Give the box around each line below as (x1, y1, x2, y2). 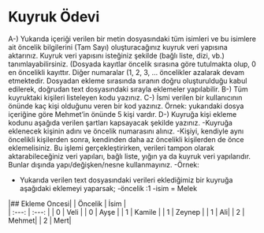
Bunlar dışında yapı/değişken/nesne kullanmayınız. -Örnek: (8, 160, 199, 169)
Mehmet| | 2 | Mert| (8, 216, 72, 225)
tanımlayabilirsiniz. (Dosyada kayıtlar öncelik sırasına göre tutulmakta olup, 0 (8, 59, 256, 69)
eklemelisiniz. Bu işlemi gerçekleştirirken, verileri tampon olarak (8, 143, 214, 152)
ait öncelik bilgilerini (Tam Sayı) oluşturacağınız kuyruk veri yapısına (8, 42, 229, 51)
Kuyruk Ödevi (8, 8, 100, 26)
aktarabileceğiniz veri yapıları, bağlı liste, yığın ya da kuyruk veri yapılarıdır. (8, 151, 251, 161)
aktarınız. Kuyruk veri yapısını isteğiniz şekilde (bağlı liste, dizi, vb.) (8, 51, 225, 60)
